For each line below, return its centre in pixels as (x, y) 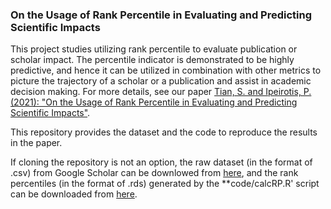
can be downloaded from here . (74, 194)
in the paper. (36, 143)
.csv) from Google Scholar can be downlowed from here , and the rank (154, 173)
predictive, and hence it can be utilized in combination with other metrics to (166, 70)
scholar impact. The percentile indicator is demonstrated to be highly (152, 60)
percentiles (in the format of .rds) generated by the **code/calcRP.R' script (165, 184)
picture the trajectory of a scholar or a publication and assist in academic (161, 81)
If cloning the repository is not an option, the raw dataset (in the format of (161, 162)
